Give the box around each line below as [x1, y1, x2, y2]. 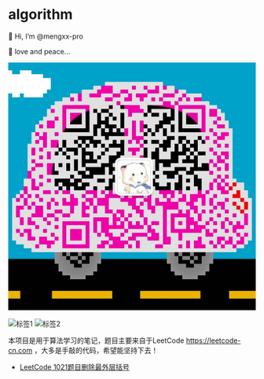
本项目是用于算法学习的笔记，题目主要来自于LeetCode [8, 336, 185, 345]
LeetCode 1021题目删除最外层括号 [19, 362, 130, 371]
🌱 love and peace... [8, 46, 71, 56]
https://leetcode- [185, 336, 241, 345]
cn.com [8, 345, 33, 355]
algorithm [8, 6, 73, 24]
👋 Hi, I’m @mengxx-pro [8, 31, 84, 41]
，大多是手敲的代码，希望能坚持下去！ [34, 345, 159, 355]
